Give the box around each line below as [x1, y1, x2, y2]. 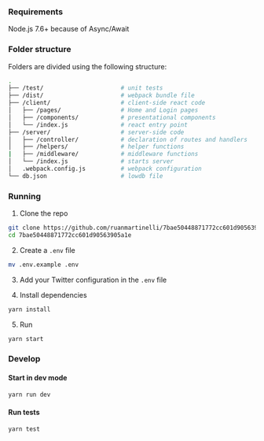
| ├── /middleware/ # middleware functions [8, 150, 199, 158]
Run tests [8, 408, 40, 417]
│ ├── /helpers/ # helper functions [8, 143, 185, 151]
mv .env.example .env [8, 261, 79, 269]
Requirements [8, 6, 64, 17]
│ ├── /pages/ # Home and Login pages [8, 106, 199, 114]
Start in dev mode [8, 373, 68, 383]
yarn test [8, 424, 41, 433]
